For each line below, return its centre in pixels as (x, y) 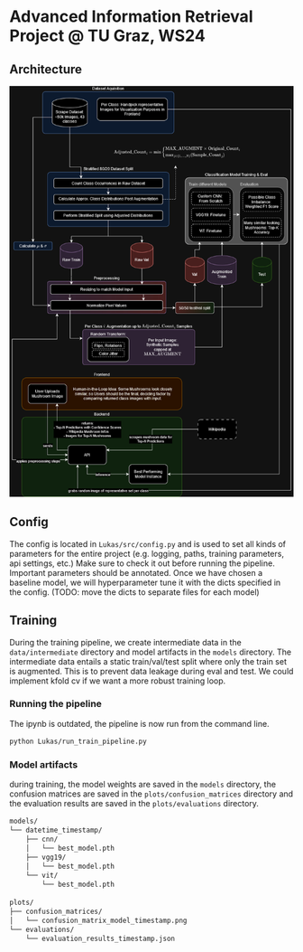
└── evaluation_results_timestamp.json (101, 938)
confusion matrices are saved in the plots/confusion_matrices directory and (151, 794)
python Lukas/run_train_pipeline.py (78, 741)
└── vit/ (42, 875)
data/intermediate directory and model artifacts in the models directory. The (150, 652)
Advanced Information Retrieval (131, 17)
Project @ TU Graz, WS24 (107, 36)
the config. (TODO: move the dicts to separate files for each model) (134, 592)
